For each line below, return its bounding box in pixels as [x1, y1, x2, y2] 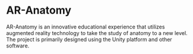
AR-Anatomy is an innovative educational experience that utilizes [6, 23, 165, 30]
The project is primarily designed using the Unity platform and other [6, 36, 172, 43]
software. [6, 42, 30, 49]
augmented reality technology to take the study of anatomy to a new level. [6, 29, 188, 36]
